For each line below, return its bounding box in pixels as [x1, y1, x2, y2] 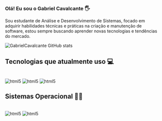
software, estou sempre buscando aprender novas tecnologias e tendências [5, 28, 158, 34]
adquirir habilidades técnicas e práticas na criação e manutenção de [5, 23, 142, 29]
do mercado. [5, 33, 31, 39]
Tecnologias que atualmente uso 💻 [5, 57, 114, 65]
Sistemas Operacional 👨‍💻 [5, 92, 83, 101]
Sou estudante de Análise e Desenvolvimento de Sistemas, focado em [5, 18, 146, 24]
